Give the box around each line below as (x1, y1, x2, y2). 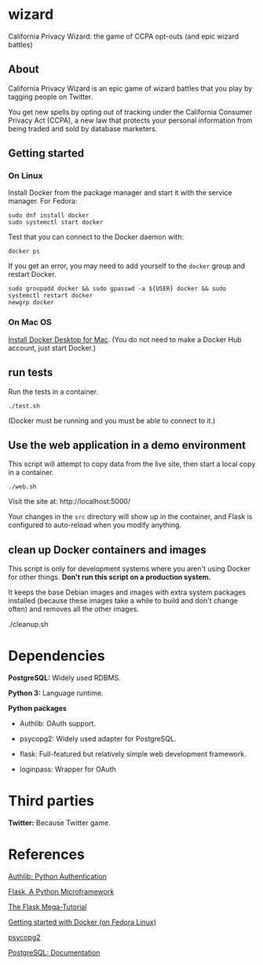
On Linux (8, 171, 43, 182)
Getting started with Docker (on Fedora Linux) (8, 917, 157, 926)
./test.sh (8, 402, 41, 410)
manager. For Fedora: (8, 197, 78, 206)
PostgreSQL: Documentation (8, 948, 100, 957)
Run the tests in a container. (8, 387, 99, 396)
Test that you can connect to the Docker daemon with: (8, 232, 184, 241)
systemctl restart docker (8, 292, 93, 300)
